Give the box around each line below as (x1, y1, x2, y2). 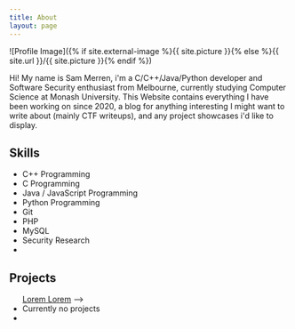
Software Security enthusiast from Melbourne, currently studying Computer (9, 82, 287, 92)
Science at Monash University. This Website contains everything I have (9, 91, 269, 102)
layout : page (9, 21, 58, 30)
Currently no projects (21, 303, 100, 314)
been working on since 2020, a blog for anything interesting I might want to (9, 100, 285, 111)
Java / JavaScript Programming (21, 188, 139, 198)
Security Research (21, 235, 91, 245)
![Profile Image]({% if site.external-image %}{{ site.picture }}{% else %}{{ (9, 45, 280, 56)
